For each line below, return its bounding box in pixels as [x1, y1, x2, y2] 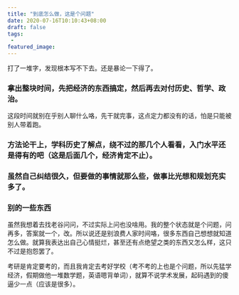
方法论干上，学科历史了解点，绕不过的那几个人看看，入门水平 [7, 140, 219, 150]
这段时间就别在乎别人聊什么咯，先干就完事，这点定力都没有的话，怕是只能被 [7, 112, 232, 120]
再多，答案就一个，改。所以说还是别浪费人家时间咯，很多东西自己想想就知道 [7, 229, 232, 238]
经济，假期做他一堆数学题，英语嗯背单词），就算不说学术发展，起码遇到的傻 [7, 271, 229, 279]
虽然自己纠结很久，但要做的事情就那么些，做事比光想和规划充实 [7, 171, 226, 181]
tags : [7, 30, 23, 38]
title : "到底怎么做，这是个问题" [7, 10, 95, 18]
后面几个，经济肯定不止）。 [65, 151, 157, 161]
